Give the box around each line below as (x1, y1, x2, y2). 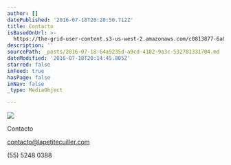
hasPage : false (7, 74, 51, 81)
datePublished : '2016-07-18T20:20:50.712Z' (7, 16, 134, 23)
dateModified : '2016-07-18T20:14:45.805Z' (7, 55, 131, 62)
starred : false (7, 61, 51, 68)
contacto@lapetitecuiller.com (7, 138, 90, 146)
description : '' (7, 42, 54, 49)
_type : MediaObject (7, 87, 63, 93)
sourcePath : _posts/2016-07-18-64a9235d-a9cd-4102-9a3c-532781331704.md (7, 49, 220, 56)
